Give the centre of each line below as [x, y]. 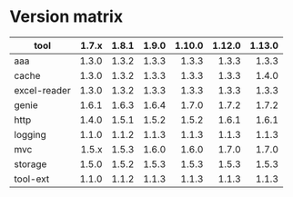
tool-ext [32, 179]
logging [30, 134]
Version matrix [66, 17]
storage [30, 163]
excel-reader [42, 90]
